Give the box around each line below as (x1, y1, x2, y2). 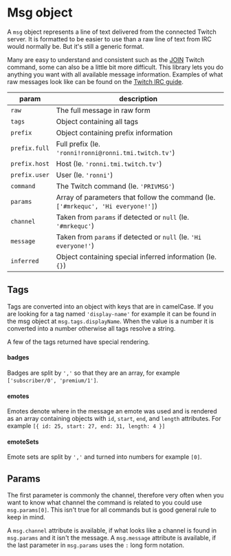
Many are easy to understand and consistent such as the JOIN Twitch (7, 55, 205, 63)
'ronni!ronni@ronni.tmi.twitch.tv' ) (56, 147, 175, 157)
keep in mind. (7, 513, 46, 522)
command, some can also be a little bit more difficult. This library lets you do (7, 63, 224, 71)
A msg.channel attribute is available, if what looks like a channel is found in (7, 526, 217, 535)
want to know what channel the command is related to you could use (7, 498, 202, 507)
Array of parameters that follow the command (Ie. (56, 192, 216, 202)
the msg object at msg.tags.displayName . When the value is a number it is (7, 317, 214, 325)
